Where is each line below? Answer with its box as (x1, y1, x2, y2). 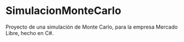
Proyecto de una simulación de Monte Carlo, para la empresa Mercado (5, 23, 178, 30)
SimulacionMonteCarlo (5, 4, 122, 17)
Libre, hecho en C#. (5, 29, 54, 36)
